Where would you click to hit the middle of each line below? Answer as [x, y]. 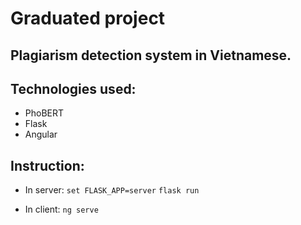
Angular [41, 134]
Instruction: [47, 165]
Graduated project [88, 18]
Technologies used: [73, 88]
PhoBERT [44, 113]
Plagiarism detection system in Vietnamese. [151, 55]
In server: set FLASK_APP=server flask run [112, 190]
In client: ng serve [61, 209]
